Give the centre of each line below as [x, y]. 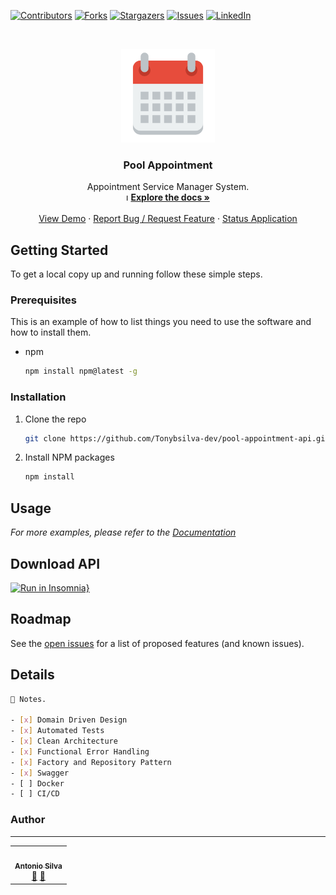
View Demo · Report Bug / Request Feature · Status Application [168, 219]
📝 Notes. [28, 699]
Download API [55, 563]
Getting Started [59, 250]
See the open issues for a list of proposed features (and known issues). [157, 643]
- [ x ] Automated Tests [57, 731]
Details [32, 675]
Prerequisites [43, 300]
